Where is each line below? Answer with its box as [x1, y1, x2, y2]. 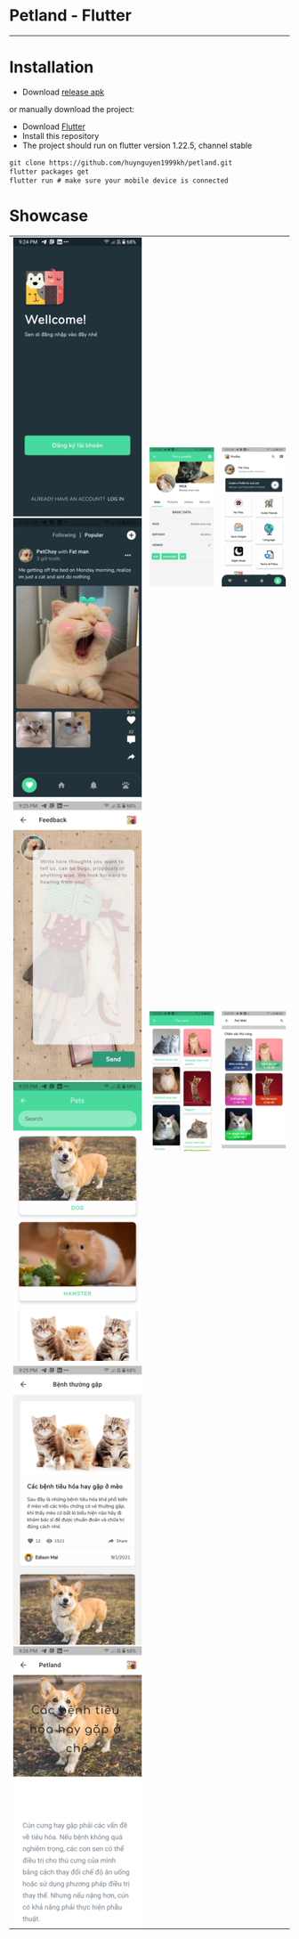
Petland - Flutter [9, 5, 132, 26]
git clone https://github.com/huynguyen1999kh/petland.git [9, 158, 233, 167]
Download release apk [21, 86, 105, 97]
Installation [9, 57, 94, 77]
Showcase [9, 206, 89, 226]
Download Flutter [21, 121, 86, 132]
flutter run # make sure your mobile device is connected [9, 175, 229, 185]
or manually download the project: [9, 103, 135, 114]
